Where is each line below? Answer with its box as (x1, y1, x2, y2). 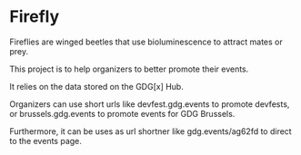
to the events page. (9, 135, 82, 146)
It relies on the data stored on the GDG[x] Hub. (9, 81, 184, 92)
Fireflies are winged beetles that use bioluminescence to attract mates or (9, 36, 284, 47)
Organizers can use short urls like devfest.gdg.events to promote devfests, (9, 98, 290, 110)
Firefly (9, 6, 60, 27)
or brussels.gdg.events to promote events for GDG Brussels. (9, 108, 236, 119)
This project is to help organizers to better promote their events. (9, 63, 249, 74)
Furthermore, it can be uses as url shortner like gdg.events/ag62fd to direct (9, 125, 293, 137)
